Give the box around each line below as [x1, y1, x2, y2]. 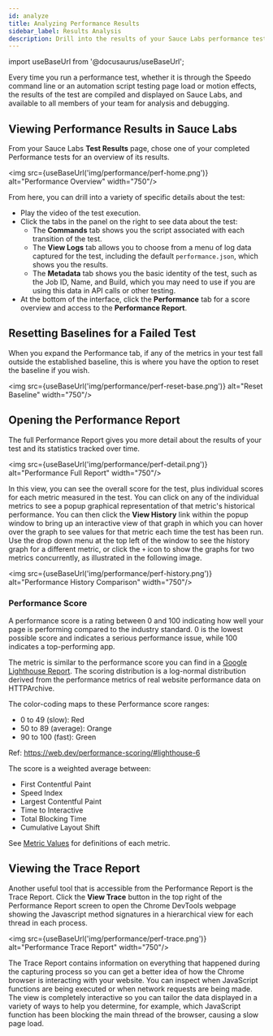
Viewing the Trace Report [8, 862, 141, 876]
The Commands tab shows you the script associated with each [32, 225, 245, 236]
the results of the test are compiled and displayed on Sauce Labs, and [8, 90, 242, 100]
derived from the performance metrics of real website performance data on [8, 674, 262, 684]
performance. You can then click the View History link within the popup [8, 509, 249, 519]
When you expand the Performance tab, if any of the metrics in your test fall [8, 348, 263, 358]
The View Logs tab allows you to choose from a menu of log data [32, 243, 252, 253]
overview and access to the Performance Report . [19, 303, 188, 313]
